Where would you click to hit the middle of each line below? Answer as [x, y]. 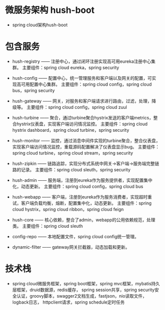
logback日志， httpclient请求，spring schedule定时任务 [68, 302]
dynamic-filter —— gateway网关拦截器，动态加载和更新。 [71, 247]
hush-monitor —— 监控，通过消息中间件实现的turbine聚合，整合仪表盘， [86, 140]
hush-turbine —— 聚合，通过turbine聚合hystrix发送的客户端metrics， [83, 117]
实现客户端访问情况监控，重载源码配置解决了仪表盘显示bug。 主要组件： [86, 147]
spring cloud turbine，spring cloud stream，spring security [73, 153]
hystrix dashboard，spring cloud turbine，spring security [71, 130]
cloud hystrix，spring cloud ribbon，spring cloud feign [68, 209]
